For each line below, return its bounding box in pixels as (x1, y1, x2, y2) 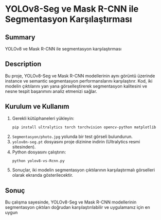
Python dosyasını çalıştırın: (12, 149, 66, 155)
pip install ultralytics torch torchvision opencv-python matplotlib (12, 125, 157, 130)
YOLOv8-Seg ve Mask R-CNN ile (5, 3, 139, 15)
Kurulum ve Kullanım (5, 102, 70, 111)
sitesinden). (12, 144, 36, 150)
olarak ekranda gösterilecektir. (12, 172, 73, 178)
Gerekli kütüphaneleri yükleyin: (12, 115, 74, 121)
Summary (5, 33, 36, 41)
